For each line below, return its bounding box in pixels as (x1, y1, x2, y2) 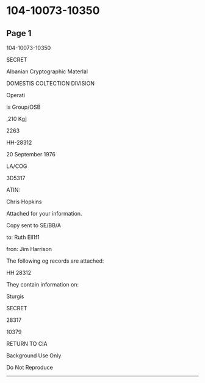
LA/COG (6, 162, 27, 170)
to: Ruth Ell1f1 (6, 233, 40, 241)
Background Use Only (6, 352, 62, 359)
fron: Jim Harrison (6, 246, 52, 252)
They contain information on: (6, 281, 79, 288)
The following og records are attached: (6, 257, 104, 264)
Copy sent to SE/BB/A (6, 222, 61, 229)
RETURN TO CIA (6, 340, 48, 347)
